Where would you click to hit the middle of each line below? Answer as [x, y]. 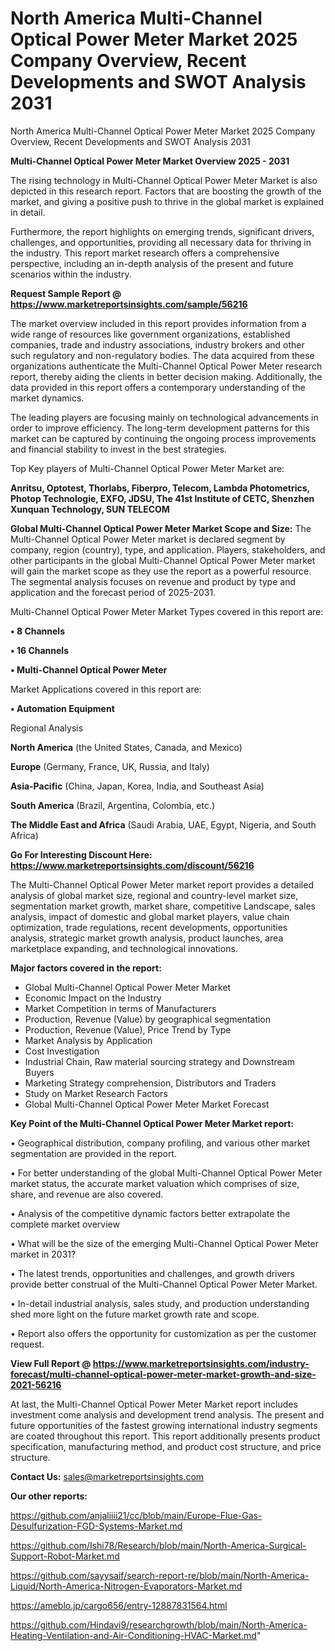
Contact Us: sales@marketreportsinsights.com [107, 1476]
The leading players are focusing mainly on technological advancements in [164, 417]
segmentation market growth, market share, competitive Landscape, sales [163, 906]
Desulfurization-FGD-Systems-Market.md [96, 1526]
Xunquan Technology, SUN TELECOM [90, 509]
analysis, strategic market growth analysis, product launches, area [147, 938]
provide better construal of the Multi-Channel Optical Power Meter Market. [164, 1284]
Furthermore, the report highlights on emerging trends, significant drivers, [162, 231]
